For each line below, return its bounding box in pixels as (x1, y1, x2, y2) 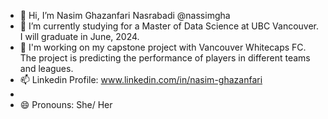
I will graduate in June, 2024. (19, 31, 140, 42)
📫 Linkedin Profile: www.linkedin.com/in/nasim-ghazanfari (19, 74, 263, 85)
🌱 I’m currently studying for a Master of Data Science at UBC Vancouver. (19, 20, 320, 32)
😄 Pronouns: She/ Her (19, 99, 113, 110)
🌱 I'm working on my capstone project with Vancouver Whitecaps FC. (19, 41, 307, 53)
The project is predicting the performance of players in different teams (19, 52, 311, 64)
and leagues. (19, 63, 74, 74)
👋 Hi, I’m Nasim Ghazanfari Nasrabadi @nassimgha (19, 10, 231, 21)
